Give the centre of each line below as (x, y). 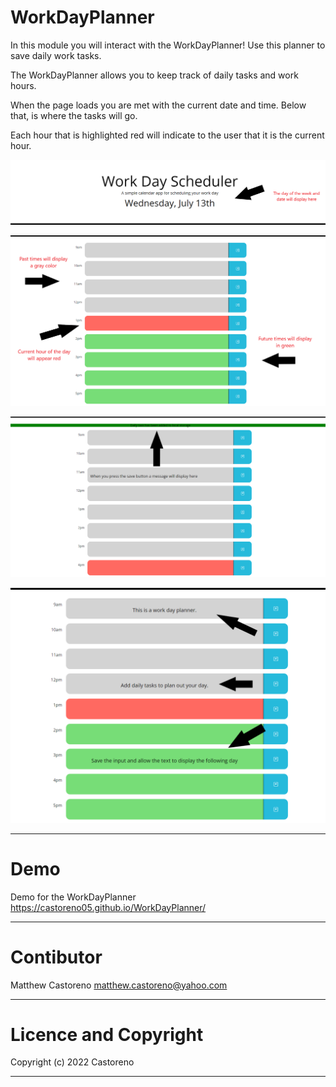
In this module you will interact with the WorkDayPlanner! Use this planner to (168, 45)
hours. (23, 85)
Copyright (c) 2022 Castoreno (72, 1062)
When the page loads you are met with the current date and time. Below (158, 105)
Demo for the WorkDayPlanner (73, 897)
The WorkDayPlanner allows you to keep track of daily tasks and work (154, 75)
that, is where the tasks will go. (74, 115)
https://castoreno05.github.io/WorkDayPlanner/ (108, 907)
